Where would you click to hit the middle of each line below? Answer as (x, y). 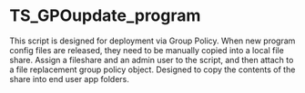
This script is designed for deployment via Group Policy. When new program (152, 41)
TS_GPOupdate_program (105, 16)
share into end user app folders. (70, 79)
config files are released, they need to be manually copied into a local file (147, 50)
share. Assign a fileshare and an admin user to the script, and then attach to (152, 60)
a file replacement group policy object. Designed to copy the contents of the (152, 70)
